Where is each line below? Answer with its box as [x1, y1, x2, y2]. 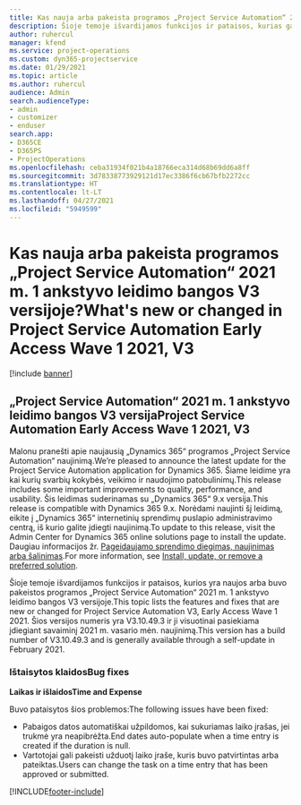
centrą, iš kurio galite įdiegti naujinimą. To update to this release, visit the [9, 521, 276, 533]
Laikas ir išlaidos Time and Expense [9, 686, 142, 697]
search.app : [9, 130, 54, 139]
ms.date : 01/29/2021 [9, 64, 87, 73]
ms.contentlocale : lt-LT [9, 188, 102, 197]
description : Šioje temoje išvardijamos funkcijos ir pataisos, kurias [9, 21, 282, 30]
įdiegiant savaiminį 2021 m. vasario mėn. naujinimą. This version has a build [9, 624, 286, 636]
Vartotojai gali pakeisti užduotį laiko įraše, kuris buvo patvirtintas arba [21, 749, 279, 760]
